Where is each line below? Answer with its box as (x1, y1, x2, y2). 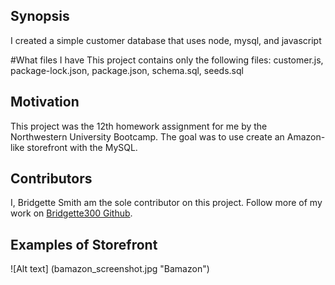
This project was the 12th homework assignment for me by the (10, 120, 268, 132)
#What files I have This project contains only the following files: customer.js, (10, 54, 324, 66)
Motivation (10, 94, 80, 111)
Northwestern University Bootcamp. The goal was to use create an (10, 130, 285, 143)
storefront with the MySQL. (26, 141, 138, 153)
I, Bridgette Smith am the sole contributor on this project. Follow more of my (10, 197, 323, 209)
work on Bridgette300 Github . (10, 207, 133, 219)
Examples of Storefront (10, 236, 158, 253)
